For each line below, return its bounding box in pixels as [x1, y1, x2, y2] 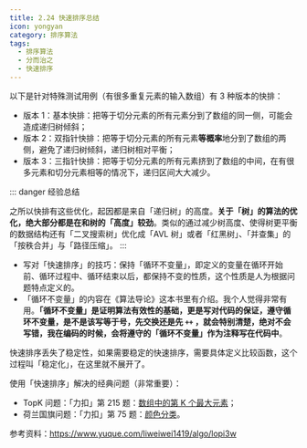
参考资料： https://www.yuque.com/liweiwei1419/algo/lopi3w [9, 428, 238, 439]
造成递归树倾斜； [22, 120, 88, 132]
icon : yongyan [9, 22, 64, 31]
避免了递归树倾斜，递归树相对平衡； [38, 143, 175, 155]
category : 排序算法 [9, 30, 79, 39]
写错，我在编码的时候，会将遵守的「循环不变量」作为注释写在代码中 [22, 328, 280, 339]
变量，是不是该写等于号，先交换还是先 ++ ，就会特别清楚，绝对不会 [38, 316, 291, 327]
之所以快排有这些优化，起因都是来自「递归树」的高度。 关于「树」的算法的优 [9, 205, 298, 216]
